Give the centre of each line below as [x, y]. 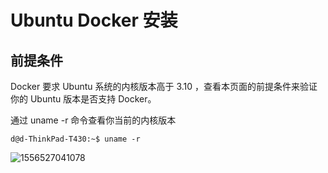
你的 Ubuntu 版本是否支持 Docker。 [83, 99]
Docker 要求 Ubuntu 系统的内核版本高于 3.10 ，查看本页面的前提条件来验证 [164, 86]
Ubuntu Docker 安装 [94, 20]
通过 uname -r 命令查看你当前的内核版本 [93, 120]
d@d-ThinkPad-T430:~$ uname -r [75, 139]
